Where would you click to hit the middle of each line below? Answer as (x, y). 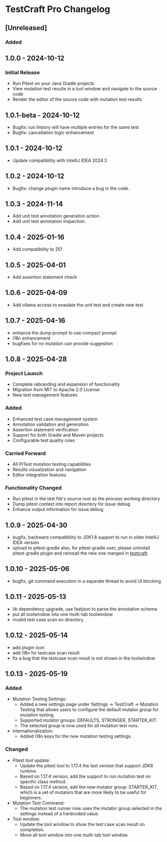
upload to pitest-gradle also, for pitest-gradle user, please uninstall (81, 548)
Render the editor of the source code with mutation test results (77, 99)
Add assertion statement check (45, 277)
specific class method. (43, 781)
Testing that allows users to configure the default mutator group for (89, 710)
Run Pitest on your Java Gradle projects (53, 83)
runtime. (28, 771)
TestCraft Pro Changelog (58, 9)
